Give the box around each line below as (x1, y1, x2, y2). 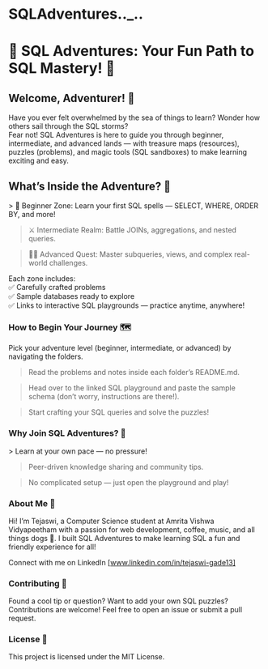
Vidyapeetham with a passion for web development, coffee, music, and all (8, 524, 255, 535)
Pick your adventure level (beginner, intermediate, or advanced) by (8, 343, 232, 353)
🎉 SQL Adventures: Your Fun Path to (8, 42, 255, 61)
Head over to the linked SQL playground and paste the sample (28, 383, 236, 393)
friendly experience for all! (8, 542, 96, 552)
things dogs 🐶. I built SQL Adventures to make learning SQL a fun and (8, 533, 240, 543)
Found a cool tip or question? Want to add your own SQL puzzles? (8, 596, 228, 606)
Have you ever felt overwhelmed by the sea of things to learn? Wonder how (8, 113, 261, 122)
